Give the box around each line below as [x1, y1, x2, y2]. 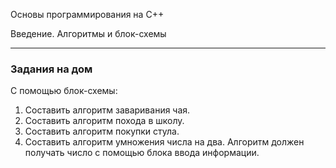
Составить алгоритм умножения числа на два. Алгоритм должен [24, 136, 305, 148]
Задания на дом [10, 62, 93, 76]
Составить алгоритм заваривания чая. [24, 104, 191, 116]
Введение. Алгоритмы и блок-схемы [10, 28, 167, 39]
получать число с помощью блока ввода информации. [24, 147, 260, 159]
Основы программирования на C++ [10, 9, 165, 20]
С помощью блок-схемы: [10, 85, 118, 97]
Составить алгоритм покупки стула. [24, 125, 180, 138]
